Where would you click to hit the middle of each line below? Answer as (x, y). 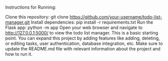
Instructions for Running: (31, 7)
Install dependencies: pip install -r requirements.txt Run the (92, 22)
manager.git (18, 22)
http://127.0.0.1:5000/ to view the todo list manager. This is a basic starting (82, 33)
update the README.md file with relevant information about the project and (83, 49)
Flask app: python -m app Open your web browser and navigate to (74, 27)
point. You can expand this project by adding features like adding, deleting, (83, 38)
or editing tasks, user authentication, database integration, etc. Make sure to (84, 43)
